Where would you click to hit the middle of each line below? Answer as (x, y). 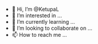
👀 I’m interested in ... (37, 15)
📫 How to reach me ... (39, 35)
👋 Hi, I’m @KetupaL (35, 9)
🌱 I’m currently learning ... (43, 22)
